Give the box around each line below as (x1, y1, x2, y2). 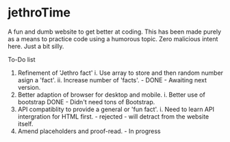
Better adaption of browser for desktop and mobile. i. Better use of (17, 91, 206, 99)
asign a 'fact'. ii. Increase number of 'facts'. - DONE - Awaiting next (17, 75, 207, 84)
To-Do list (8, 55, 36, 63)
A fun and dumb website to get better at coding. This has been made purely (8, 27, 222, 36)
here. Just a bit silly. (8, 42, 64, 50)
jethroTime (8, 5, 71, 21)
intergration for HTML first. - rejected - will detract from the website (17, 112, 209, 121)
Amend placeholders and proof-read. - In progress (17, 127, 161, 135)
